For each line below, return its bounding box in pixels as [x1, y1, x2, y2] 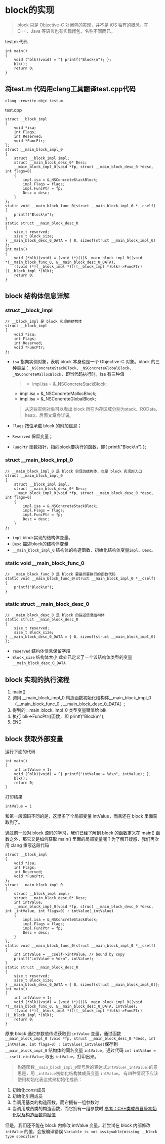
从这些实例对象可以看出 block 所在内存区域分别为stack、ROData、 [24, 406, 161, 412]
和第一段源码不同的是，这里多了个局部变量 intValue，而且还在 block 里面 [5, 813, 153, 819]
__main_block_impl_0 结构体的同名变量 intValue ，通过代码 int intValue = [5, 1047, 156, 1053]
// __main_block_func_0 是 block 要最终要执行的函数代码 [5, 572, 116, 577]
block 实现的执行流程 [5, 675, 70, 684]
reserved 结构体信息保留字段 [12, 648, 71, 654]
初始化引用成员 [12, 1093, 43, 1099]
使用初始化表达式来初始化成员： [17, 1076, 82, 1082]
